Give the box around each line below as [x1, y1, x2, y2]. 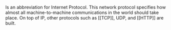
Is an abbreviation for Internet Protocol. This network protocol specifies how [5, 4, 166, 10]
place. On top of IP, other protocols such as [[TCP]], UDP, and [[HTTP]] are [5, 15, 164, 20]
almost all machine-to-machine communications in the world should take [5, 9, 159, 15]
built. [5, 20, 16, 26]
